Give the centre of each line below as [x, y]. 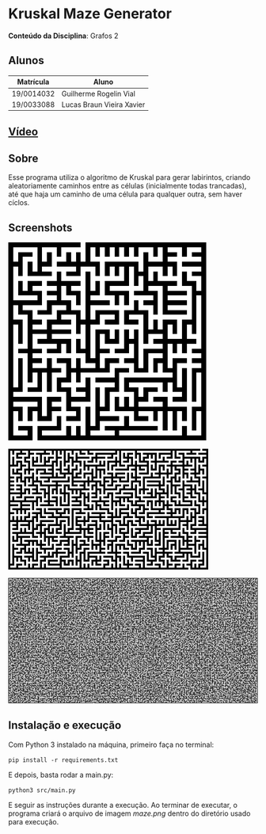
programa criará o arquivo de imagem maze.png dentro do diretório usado [129, 813]
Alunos [27, 61]
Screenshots [40, 228]
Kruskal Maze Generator [90, 14]
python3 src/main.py [42, 790]
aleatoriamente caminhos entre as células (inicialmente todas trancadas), [127, 186]
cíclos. [19, 203]
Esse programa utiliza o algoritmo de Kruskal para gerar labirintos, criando [129, 177]
